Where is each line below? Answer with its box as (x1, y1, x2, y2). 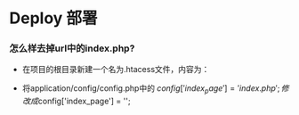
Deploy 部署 (9, 8, 98, 29)
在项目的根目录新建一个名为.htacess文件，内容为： (21, 64, 210, 75)
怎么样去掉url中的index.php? (9, 42, 135, 54)
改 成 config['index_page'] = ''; (21, 95, 131, 107)
